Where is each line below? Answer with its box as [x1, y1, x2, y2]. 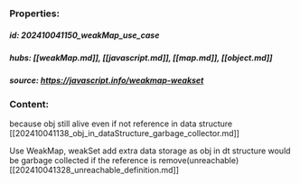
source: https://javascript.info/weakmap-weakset [9, 75, 204, 86]
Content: [9, 97, 50, 110]
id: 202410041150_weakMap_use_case [9, 30, 160, 41]
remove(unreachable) [158, 155, 239, 166]
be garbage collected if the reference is [9, 155, 157, 166]
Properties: [9, 7, 61, 20]
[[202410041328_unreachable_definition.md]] [9, 165, 179, 176]
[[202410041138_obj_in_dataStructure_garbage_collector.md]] [9, 128, 239, 139]
